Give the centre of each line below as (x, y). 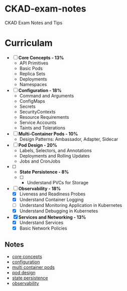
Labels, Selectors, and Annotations (55, 150)
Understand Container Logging (51, 199)
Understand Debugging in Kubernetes (59, 211)
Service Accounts (38, 122)
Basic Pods (31, 68)
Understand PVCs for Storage (58, 182)
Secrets (27, 106)
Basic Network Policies (43, 228)
